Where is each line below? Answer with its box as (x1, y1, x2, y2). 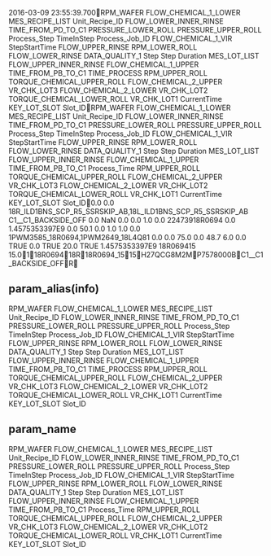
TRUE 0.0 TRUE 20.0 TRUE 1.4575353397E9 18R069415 (8, 241, 196, 251)
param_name (8, 422, 76, 436)
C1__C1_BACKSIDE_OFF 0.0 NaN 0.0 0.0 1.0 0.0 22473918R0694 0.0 (8, 216, 236, 225)
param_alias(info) (8, 282, 99, 296)
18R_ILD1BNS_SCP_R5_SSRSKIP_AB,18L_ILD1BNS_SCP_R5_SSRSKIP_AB (8, 207, 249, 216)
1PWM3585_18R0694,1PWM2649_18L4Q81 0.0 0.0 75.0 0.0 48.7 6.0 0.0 (8, 233, 247, 242)
